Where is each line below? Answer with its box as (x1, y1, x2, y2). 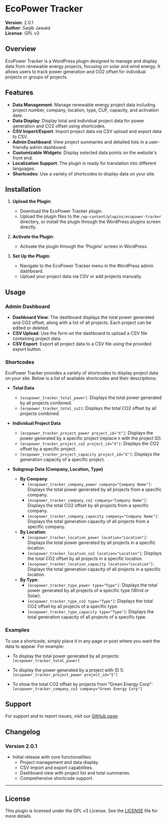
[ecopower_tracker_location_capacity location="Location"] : (27, 561, 154, 567)
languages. (12, 165, 36, 171)
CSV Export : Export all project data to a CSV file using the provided (12, 341, 151, 347)
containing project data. (12, 335, 61, 341)
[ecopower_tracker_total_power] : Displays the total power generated (19, 394, 162, 400)
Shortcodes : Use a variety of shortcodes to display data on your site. (12, 170, 155, 176)
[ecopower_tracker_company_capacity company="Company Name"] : (27, 513, 159, 519)
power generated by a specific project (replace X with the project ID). (19, 435, 162, 441)
